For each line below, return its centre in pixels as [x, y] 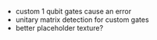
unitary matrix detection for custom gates [82, 20]
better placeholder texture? [59, 28]
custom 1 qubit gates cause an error [73, 11]
